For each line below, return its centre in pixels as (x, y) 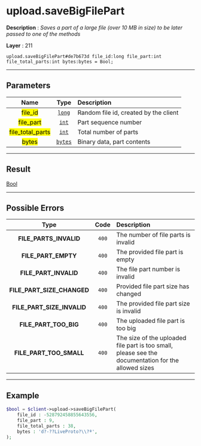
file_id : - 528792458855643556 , (57, 415)
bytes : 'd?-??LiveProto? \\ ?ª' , (57, 432)
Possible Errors (35, 208)
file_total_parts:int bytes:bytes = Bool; (60, 62)
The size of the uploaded (151, 338)
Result (19, 169)
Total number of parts (108, 132)
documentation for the (148, 361)
